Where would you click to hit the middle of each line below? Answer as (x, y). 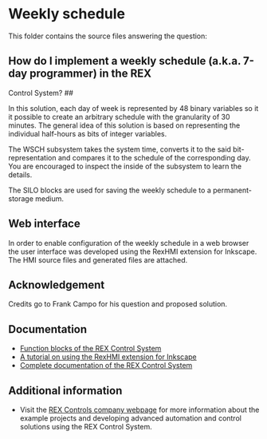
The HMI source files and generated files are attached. (98, 259)
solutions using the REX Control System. (86, 427)
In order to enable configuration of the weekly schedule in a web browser (129, 243)
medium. (50, 198)
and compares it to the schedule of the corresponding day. (154, 157)
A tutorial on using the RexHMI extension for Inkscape (108, 357)
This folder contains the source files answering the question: (108, 36)
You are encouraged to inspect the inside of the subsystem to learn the (125, 166)
